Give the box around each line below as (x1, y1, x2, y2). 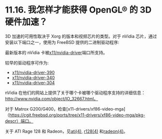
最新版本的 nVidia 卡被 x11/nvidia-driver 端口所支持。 (5, 49, 108, 56)
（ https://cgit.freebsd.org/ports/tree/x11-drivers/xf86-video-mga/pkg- (5, 112, 146, 118)
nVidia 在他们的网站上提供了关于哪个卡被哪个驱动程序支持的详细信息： (5, 90, 146, 96)
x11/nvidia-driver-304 (12, 80, 55, 85)
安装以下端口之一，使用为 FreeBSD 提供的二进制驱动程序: (5, 39, 119, 45)
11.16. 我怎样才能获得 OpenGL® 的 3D (5, 4, 152, 15)
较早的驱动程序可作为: (5, 60, 49, 66)
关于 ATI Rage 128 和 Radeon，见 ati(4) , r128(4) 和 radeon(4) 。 (5, 128, 128, 134)
